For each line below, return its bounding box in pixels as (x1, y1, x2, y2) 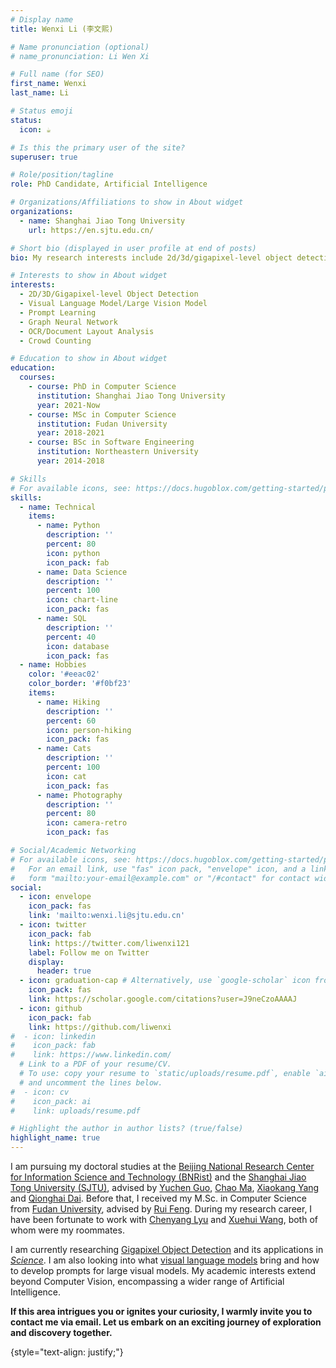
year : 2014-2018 (36, 456, 105, 466)
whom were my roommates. (10, 1224, 125, 1236)
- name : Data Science (36, 567, 128, 577)
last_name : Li (10, 88, 70, 98)
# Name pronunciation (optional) (10, 42, 150, 52)
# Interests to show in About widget (10, 271, 168, 281)
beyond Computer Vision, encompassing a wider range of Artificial (10, 1276, 285, 1287)
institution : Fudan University (36, 419, 168, 429)
